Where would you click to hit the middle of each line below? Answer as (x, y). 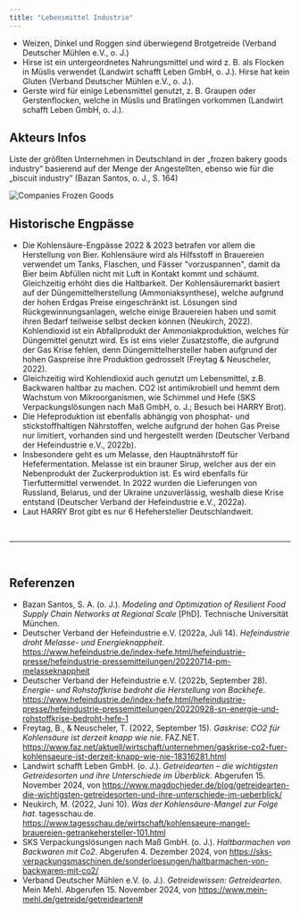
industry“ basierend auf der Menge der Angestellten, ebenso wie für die (142, 169)
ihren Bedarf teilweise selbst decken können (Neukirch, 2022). (137, 321)
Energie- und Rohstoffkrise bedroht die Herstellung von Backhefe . (144, 690)
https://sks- (250, 852)
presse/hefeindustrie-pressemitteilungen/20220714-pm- (127, 661)
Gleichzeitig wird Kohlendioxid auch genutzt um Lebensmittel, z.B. (144, 379)
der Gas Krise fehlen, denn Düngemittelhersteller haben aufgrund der (150, 350)
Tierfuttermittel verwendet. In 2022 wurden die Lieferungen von (139, 483)
